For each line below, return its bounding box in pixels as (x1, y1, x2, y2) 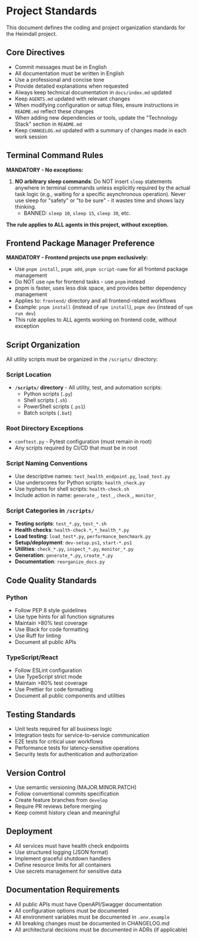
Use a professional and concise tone (14, 76, 105, 83)
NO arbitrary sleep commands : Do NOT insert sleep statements (14, 178, 172, 185)
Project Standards (6, 4, 97, 18)
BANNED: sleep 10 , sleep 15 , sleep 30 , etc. (23, 209, 131, 216)
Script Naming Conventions (6, 459, 88, 467)
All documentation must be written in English (14, 70, 125, 77)
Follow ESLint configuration (14, 667, 82, 674)
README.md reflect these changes (14, 107, 94, 114)
